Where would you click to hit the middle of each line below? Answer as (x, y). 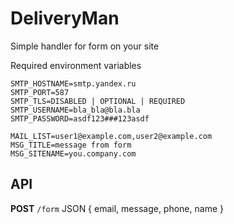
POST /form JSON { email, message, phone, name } (117, 208)
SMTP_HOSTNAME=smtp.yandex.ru (73, 83)
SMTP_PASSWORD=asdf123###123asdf (80, 118)
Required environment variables (76, 65)
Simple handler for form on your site (85, 46)
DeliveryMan (65, 18)
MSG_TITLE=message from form (71, 145)
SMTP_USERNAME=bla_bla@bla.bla (75, 110)
